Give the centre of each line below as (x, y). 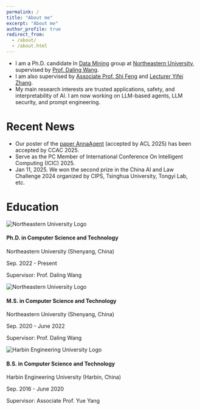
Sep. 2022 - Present (32, 263)
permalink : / (23, 12)
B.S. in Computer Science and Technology (61, 364)
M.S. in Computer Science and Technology (61, 301)
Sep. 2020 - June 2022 (36, 326)
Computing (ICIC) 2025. (45, 163)
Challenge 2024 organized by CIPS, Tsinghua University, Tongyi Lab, (102, 176)
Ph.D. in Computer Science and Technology (62, 238)
